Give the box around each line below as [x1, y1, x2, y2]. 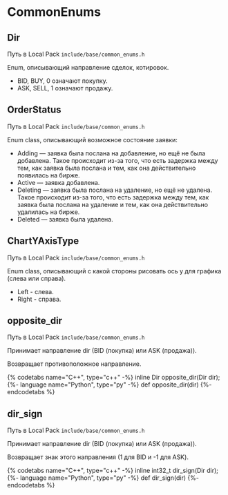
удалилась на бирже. [17, 208, 80, 216]
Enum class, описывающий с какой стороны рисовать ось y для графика [7, 266, 222, 275]
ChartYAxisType [7, 235, 79, 247]
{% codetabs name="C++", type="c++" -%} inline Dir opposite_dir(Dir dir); [7, 373, 220, 382]
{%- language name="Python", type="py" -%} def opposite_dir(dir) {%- [7, 380, 212, 389]
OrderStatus [7, 104, 61, 116]
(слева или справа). [7, 274, 66, 282]
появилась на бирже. [17, 171, 81, 179]
